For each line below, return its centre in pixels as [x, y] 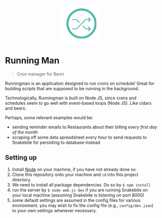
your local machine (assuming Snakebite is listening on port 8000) [78, 195]
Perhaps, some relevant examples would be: [49, 117]
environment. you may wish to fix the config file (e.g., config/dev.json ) [83, 205]
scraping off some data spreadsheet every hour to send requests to [79, 137]
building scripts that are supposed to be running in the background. [72, 88]
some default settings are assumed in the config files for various [76, 200]
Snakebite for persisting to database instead [56, 142]
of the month [25, 132]
